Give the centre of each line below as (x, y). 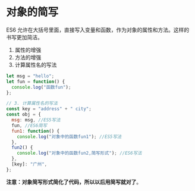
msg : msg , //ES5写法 (36, 120)
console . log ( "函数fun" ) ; (41, 87)
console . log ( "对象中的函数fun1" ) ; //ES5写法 (69, 137)
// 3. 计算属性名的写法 (32, 104)
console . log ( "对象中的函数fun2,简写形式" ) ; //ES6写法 (79, 153)
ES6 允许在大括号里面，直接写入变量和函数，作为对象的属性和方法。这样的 (98, 30)
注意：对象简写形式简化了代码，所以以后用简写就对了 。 (74, 181)
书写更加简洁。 (24, 37)
